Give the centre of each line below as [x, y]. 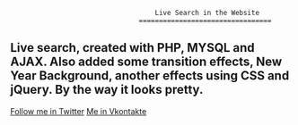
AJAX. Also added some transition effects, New [146, 62]
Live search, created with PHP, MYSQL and [132, 48]
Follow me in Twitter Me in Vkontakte [79, 111]
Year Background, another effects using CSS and [150, 76]
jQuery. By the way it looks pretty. [107, 90]
